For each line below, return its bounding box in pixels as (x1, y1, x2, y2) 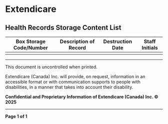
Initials (141, 44, 158, 51)
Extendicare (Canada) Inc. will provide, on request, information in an (5, 74, 145, 79)
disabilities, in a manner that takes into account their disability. (5, 84, 133, 90)
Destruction (103, 38, 132, 45)
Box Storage (15, 38, 46, 45)
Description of (59, 38, 95, 45)
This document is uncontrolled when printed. (5, 64, 97, 70)
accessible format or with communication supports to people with (5, 79, 141, 85)
